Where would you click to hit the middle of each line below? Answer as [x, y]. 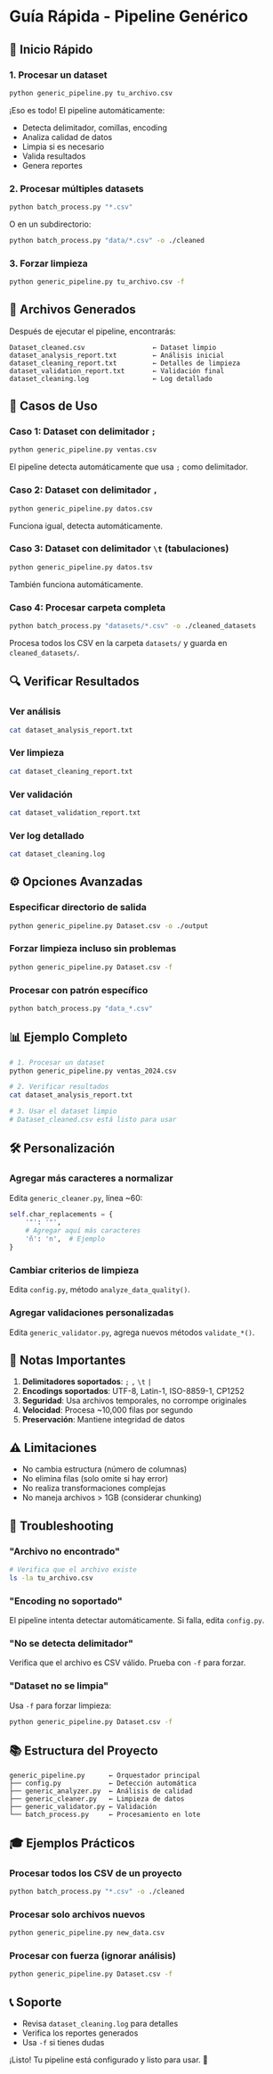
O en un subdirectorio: [50, 224]
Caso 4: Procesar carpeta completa [88, 607]
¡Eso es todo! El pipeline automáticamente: [87, 110]
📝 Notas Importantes [68, 1360]
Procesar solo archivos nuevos [77, 1914]
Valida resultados [54, 156]
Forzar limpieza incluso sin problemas [93, 949]
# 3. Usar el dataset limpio [63, 1112]
